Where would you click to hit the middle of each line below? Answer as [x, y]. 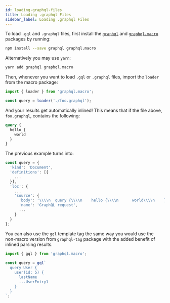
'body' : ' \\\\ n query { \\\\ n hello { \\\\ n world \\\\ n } [92, 200]
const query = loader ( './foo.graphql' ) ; [49, 101]
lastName [28, 277]
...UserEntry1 [34, 282]
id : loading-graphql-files [34, 10]
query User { [24, 268]
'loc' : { [19, 186]
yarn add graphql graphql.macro [39, 67]
